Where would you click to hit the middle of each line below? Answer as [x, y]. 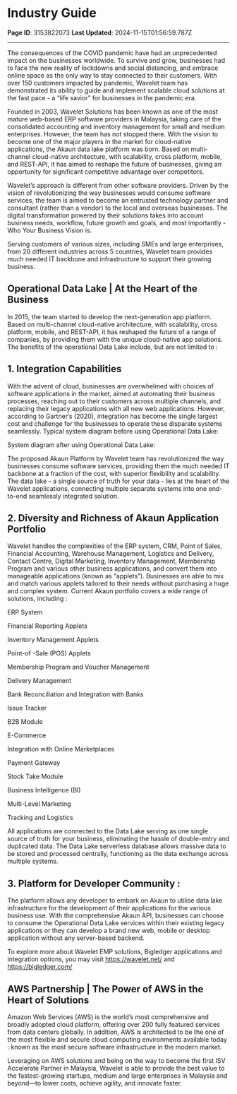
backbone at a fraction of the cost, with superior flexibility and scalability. [114, 473]
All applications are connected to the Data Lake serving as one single [108, 831]
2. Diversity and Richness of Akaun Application [113, 518]
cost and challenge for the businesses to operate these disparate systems [115, 423]
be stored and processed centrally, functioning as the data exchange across [118, 854]
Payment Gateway [34, 763]
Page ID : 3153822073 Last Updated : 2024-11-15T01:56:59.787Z [100, 32]
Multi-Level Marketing [39, 804]
